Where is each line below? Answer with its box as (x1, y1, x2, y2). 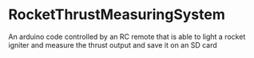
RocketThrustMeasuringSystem (8, 6, 225, 24)
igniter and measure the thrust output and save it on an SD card (8, 40, 217, 49)
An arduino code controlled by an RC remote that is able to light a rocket (8, 32, 246, 41)
